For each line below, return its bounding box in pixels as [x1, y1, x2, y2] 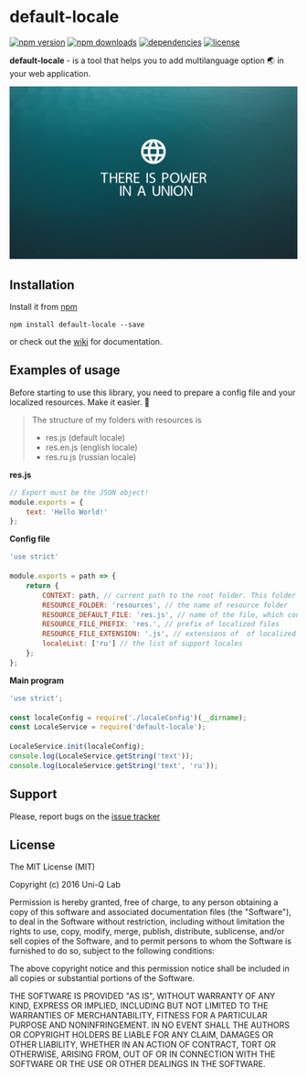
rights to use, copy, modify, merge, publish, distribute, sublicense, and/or [9, 926, 285, 937]
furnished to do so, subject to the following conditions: [9, 945, 215, 956]
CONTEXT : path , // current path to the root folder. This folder [42, 591, 297, 600]
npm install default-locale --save [9, 320, 145, 329]
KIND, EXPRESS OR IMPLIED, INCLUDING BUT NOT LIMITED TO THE [9, 1000, 269, 1011]
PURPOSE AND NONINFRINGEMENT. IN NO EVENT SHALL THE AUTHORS [9, 1019, 291, 1030]
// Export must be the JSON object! [9, 487, 149, 497]
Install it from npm [9, 301, 78, 312]
